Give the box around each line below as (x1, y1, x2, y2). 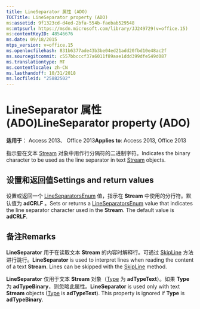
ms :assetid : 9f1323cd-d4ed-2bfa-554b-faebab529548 (6, 20, 135, 26)
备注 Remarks (6, 232, 56, 242)
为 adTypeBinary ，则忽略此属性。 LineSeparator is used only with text (6, 283, 180, 290)
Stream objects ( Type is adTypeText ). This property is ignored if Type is (6, 289, 185, 296)
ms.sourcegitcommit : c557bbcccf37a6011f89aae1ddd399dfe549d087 (6, 53, 167, 59)
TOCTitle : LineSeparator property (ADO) (6, 14, 109, 20)
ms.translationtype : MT (6, 59, 66, 65)
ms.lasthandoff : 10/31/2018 (6, 70, 76, 76)
